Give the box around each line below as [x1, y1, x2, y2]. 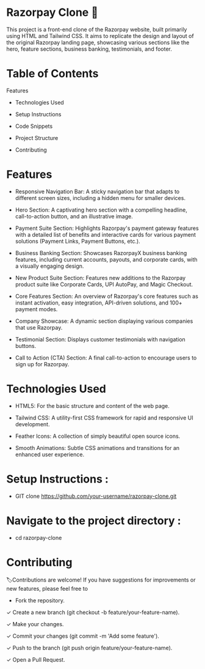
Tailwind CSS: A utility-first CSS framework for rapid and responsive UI [15, 414, 193, 421]
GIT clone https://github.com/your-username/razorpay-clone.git [15, 492, 177, 500]
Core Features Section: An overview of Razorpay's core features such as [15, 292, 198, 300]
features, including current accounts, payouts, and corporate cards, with [15, 256, 198, 263]
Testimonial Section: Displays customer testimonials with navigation [15, 336, 186, 343]
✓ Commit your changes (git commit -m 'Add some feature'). [6, 632, 160, 640]
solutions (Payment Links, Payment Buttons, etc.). [15, 237, 140, 245]
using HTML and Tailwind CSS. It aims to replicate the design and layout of [6, 32, 194, 39]
